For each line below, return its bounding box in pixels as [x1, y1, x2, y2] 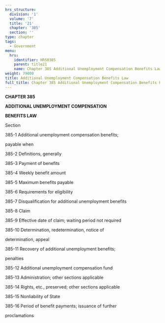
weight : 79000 [5, 71, 34, 76]
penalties [5, 255, 24, 261]
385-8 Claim [5, 208, 30, 214]
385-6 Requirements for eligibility [5, 188, 73, 194]
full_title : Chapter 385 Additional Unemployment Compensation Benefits [5, 80, 157, 85]
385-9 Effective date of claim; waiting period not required [5, 217, 122, 223]
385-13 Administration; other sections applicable [5, 274, 104, 280]
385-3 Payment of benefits [5, 160, 60, 166]
